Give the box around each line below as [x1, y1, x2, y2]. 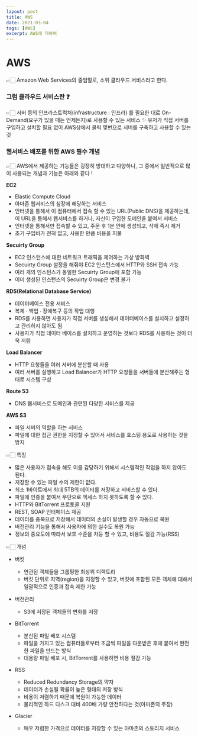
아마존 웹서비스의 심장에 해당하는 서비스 [14, 199, 107, 207]
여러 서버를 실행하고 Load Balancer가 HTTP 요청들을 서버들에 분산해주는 [14, 368, 184, 375]
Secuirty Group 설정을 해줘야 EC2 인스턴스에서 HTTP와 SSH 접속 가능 [14, 261, 179, 268]
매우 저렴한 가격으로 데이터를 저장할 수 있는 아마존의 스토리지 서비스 [23, 725, 180, 732]
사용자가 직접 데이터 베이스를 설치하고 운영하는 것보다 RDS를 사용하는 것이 [14, 329, 186, 336]
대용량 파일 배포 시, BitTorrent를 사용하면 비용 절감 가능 [23, 654, 152, 661]
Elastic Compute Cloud [14, 193, 71, 200]
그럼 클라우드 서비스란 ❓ [6, 92, 70, 101]
